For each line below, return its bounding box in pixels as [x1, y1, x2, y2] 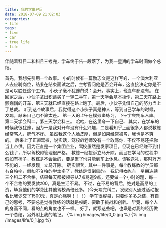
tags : [5, 26, 16, 31]
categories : [5, 16, 30, 21]
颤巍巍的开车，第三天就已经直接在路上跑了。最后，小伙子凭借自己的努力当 [5, 100, 157, 106]
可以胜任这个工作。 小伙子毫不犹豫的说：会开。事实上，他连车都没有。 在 [9, 87, 159, 93]
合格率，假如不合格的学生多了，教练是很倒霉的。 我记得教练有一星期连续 [9, 168, 158, 174]
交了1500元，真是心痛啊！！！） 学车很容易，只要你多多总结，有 [22, 193, 155, 199]
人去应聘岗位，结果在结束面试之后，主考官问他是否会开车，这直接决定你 [5, 81, 152, 87]
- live [5, 30, 19, 35]
